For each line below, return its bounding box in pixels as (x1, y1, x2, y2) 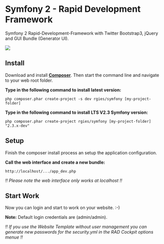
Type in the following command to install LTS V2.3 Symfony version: (5, 109, 148, 115)
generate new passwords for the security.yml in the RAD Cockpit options (5, 229, 154, 235)
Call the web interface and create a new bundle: (5, 159, 105, 165)
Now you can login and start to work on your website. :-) (5, 205, 120, 210)
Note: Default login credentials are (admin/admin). (5, 214, 108, 220)
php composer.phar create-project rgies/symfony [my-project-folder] (5, 119, 152, 124)
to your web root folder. (5, 77, 53, 83)
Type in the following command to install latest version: (5, 87, 122, 93)
